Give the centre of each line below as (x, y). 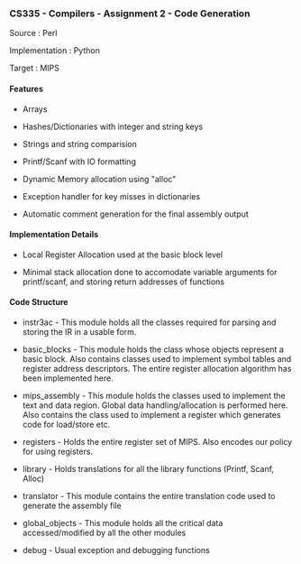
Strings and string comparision (80, 143)
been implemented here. (68, 378)
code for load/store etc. (66, 424)
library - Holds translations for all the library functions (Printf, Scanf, (148, 468)
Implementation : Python (55, 51)
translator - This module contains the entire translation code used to (149, 495)
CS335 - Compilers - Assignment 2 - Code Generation (130, 14)
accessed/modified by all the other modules (104, 532)
